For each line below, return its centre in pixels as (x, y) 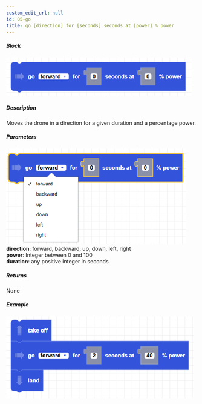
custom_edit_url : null (35, 13)
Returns (17, 275)
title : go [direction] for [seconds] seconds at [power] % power (90, 25)
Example (18, 304)
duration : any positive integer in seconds (57, 262)
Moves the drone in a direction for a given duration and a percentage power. (101, 123)
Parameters (21, 137)
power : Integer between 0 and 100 (49, 255)
